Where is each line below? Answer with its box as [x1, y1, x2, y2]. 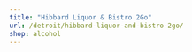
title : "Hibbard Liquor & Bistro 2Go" [9, 12, 152, 22]
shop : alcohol [9, 29, 62, 38]
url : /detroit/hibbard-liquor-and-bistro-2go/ [9, 21, 184, 30]
